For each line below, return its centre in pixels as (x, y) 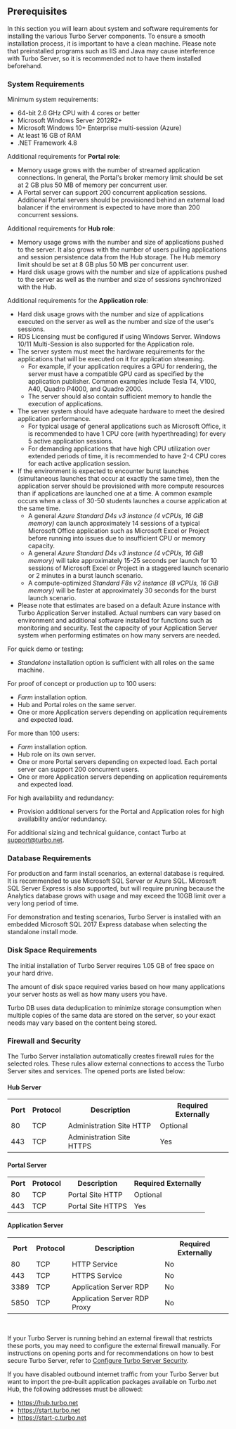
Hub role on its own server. (57, 754)
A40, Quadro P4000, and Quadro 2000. (85, 389)
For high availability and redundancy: (61, 798)
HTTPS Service (97, 1275)
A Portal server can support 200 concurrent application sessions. (112, 193)
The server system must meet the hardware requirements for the (111, 351)
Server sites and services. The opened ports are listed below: (96, 1071)
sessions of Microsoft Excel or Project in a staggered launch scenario (128, 568)
